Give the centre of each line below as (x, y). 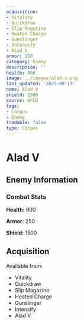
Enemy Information (42, 180)
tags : (13, 106)
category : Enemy (26, 61)
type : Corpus (22, 128)
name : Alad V (22, 90)
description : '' (26, 67)
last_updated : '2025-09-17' (41, 84)
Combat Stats (26, 196)
